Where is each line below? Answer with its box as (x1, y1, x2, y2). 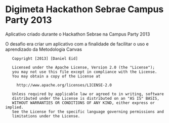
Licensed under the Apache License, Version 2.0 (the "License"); (12, 65, 155, 70)
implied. (5, 105, 24, 110)
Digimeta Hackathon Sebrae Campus (5, 4, 164, 15)
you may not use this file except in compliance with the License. (12, 69, 157, 74)
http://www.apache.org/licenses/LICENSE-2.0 (16, 83, 112, 88)
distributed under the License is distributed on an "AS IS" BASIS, (12, 96, 159, 101)
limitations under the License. (12, 113, 80, 118)
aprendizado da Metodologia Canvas (5, 46, 82, 52)
